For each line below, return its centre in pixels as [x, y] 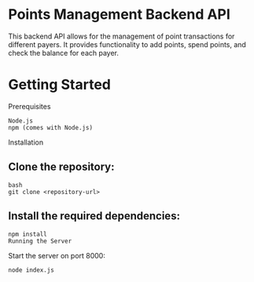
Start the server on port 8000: [57, 255]
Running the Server [40, 241]
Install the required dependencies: [94, 216]
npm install [28, 234]
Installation [26, 142]
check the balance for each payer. [64, 53]
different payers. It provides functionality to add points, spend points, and [127, 44]
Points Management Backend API [119, 15]
